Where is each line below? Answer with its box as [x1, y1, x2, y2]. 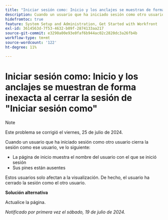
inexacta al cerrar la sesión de [5, 92, 132, 103]
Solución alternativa [5, 189, 48, 195]
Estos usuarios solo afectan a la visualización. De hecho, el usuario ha [5, 174, 150, 180]
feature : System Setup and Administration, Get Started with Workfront [5, 21, 157, 27]
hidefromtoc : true [5, 17, 43, 22]
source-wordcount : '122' [5, 40, 57, 45]
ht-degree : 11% [5, 45, 37, 50]
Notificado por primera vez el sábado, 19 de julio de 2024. [5, 209, 125, 215]
